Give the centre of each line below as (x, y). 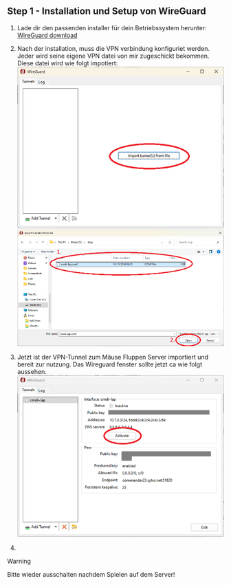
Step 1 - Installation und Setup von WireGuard (107, 11)
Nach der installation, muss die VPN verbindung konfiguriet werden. (113, 48)
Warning (19, 561)
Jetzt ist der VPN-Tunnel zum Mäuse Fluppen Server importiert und (112, 357)
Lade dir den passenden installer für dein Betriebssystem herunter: (112, 27)
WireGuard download (47, 35)
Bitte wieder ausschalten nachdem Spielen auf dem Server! (91, 574)
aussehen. (32, 371)
